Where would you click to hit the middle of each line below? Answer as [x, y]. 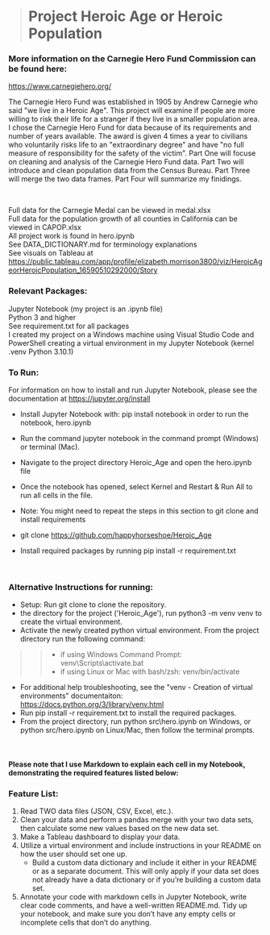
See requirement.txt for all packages [69, 326]
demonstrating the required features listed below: [93, 772]
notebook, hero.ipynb [56, 423]
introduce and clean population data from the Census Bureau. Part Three [129, 170]
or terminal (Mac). [50, 447]
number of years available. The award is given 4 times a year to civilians [128, 136]
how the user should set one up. [73, 854]
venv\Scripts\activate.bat [102, 663]
